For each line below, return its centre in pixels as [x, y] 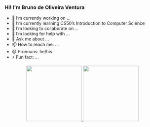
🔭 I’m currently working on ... [41, 18]
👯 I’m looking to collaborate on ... [45, 29]
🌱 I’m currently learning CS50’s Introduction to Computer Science [78, 23]
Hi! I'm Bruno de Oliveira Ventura [45, 7]
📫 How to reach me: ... [35, 45]
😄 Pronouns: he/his [32, 52]
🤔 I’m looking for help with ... [41, 34]
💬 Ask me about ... [30, 39]
